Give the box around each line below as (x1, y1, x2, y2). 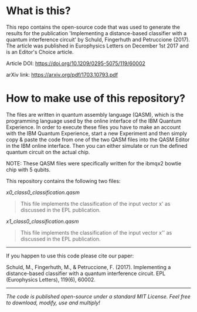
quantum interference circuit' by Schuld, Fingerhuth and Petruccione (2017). (6, 36, 191, 43)
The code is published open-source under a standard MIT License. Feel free (6, 293, 191, 300)
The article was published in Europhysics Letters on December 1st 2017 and (6, 42, 189, 49)
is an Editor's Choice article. (6, 48, 74, 55)
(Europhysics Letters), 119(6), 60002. (6, 276, 96, 283)
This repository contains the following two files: (6, 177, 121, 184)
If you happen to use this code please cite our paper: (6, 252, 134, 259)
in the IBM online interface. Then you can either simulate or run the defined (6, 142, 188, 149)
